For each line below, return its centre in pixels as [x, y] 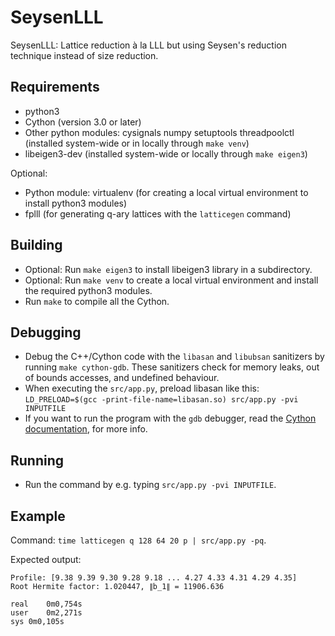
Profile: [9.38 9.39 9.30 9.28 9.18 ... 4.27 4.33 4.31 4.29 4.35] [154, 578]
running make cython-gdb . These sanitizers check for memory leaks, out [172, 367]
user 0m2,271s [46, 613]
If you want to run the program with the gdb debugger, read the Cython [170, 418]
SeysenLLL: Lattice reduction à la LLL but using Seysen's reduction [148, 45]
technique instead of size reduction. [84, 55]
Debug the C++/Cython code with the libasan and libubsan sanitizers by [174, 357]
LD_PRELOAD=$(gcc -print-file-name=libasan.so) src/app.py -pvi [161, 400]
